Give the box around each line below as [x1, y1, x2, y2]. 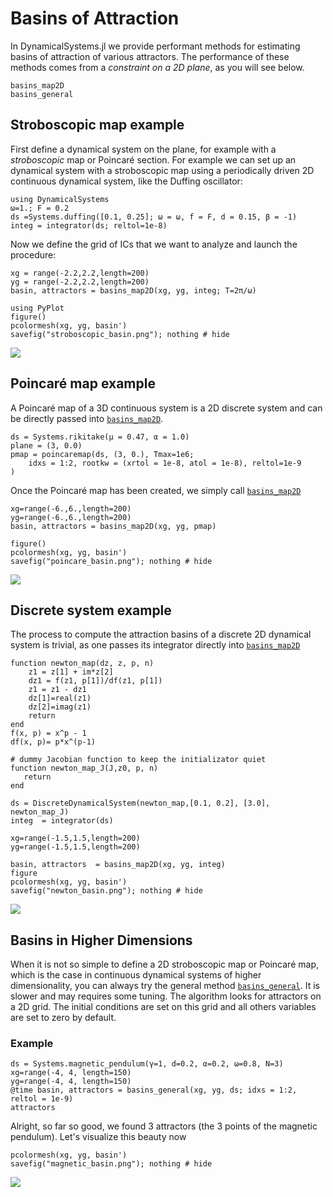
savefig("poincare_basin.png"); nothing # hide [10, 556, 213, 566]
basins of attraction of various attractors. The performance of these [10, 50, 290, 62]
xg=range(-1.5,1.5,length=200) [10, 833, 141, 844]
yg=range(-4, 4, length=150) [10, 1077, 132, 1087]
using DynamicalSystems [10, 194, 110, 204]
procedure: [10, 248, 57, 261]
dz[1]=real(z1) [28, 693, 92, 704]
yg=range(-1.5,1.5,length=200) [10, 842, 141, 852]
